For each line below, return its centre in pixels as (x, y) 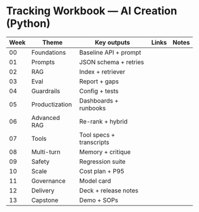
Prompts (43, 62)
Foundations (49, 52)
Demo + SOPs (99, 200)
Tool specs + (97, 135)
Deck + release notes (109, 190)
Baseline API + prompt (110, 52)
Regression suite (102, 162)
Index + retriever (102, 71)
